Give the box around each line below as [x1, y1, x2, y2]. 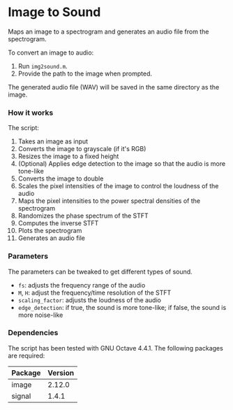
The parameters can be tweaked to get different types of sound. [8, 267, 193, 276]
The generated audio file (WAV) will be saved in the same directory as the [8, 83, 220, 91]
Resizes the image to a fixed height [17, 152, 119, 161]
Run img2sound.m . [17, 62, 68, 70]
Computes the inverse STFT [17, 219, 99, 227]
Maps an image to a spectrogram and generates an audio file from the [8, 27, 209, 36]
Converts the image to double [17, 174, 104, 183]
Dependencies [8, 328, 59, 338]
